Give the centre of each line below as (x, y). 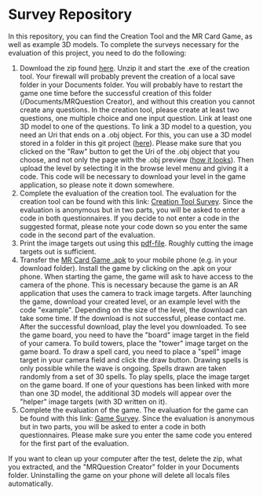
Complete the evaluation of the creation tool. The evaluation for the (128, 193)
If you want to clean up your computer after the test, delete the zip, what (125, 458)
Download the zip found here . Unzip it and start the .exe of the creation (134, 67)
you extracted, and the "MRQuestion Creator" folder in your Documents (124, 467)
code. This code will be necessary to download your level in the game (132, 176)
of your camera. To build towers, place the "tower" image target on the (134, 343)
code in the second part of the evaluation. (87, 235)
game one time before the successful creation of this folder (115, 93)
